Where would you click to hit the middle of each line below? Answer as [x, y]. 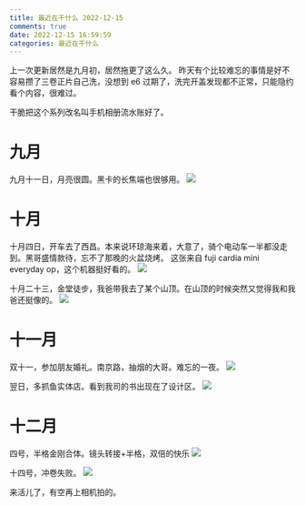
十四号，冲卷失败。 [45, 473]
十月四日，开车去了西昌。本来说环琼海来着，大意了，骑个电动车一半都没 [144, 247]
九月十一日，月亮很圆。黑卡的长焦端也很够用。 [97, 179]
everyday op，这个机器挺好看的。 [73, 269]
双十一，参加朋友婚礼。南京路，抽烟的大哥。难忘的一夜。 [117, 367]
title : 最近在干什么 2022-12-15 [67, 18]
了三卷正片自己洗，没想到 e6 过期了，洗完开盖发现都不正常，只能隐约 [163, 82]
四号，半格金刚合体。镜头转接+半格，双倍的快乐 [100, 453]
